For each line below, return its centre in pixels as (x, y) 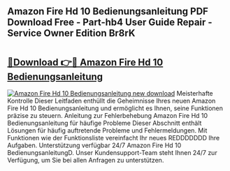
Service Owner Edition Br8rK (71, 33)
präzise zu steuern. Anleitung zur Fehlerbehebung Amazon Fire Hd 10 (108, 116)
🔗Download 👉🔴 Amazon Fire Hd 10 (85, 62)
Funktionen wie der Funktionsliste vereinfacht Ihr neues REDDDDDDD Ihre (114, 138)
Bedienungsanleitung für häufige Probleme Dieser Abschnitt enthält (105, 123)
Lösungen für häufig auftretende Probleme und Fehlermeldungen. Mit (107, 131)
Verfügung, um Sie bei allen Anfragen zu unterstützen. (86, 160)
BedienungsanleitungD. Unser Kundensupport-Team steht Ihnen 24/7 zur (113, 153)
